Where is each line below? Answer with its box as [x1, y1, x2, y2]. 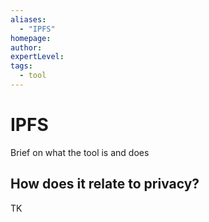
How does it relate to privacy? [10, 176, 200, 193]
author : [10, 42, 43, 53]
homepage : [10, 33, 52, 43]
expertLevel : [10, 52, 65, 62]
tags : [10, 61, 33, 71]
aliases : [10, 14, 47, 25]
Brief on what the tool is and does [10, 146, 150, 158]
